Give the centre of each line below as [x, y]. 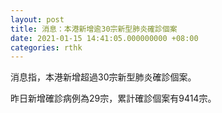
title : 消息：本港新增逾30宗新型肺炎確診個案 [94, 29]
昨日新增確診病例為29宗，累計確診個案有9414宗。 [113, 98]
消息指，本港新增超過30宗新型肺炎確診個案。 [103, 77]
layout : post [37, 19]
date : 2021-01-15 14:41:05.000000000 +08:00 [104, 38]
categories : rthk [46, 47]
